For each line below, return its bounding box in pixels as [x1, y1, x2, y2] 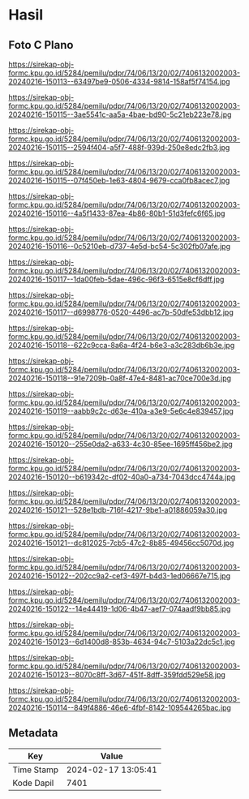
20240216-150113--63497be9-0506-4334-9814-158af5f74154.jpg [8, 77, 230, 86]
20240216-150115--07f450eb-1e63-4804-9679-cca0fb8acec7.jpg [8, 176, 230, 185]
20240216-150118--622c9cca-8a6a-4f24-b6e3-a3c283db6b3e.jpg [8, 341, 235, 350]
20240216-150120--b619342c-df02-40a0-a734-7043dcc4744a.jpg [8, 472, 236, 482]
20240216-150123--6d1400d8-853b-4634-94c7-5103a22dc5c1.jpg [8, 637, 235, 647]
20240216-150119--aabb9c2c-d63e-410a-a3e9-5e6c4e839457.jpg [8, 406, 234, 415]
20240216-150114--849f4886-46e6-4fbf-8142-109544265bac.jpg [8, 703, 231, 712]
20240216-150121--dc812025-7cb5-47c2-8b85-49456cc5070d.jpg [8, 538, 234, 548]
